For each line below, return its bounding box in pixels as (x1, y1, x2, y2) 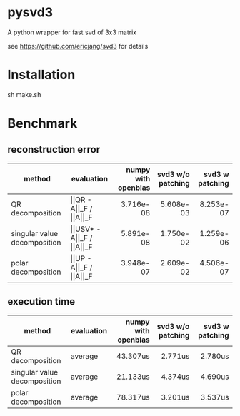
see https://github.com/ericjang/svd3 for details (7, 41, 149, 50)
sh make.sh (7, 90, 41, 98)
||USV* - (70, 224, 101, 234)
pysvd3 (7, 4, 54, 21)
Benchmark (7, 116, 78, 132)
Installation (7, 67, 76, 83)
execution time (7, 295, 76, 308)
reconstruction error (7, 143, 101, 156)
